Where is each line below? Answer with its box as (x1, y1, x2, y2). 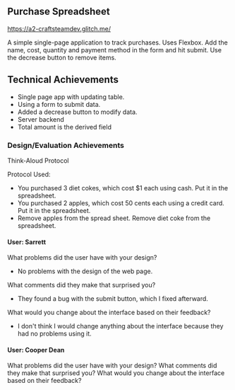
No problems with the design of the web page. (17, 267, 153, 275)
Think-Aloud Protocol (7, 156, 69, 165)
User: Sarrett (7, 237, 47, 246)
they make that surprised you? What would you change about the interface (7, 369, 225, 377)
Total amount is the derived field (17, 122, 112, 131)
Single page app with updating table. (17, 92, 125, 101)
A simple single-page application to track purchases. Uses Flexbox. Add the (7, 38, 228, 47)
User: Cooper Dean (7, 345, 65, 354)
